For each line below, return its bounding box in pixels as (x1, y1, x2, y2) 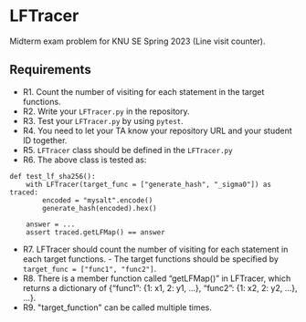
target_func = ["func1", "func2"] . (22, 263, 157, 274)
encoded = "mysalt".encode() (42, 195, 153, 205)
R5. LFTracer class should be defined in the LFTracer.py (22, 144, 233, 155)
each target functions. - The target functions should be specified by (22, 253, 279, 265)
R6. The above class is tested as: (22, 154, 147, 165)
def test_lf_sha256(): (9, 171, 96, 181)
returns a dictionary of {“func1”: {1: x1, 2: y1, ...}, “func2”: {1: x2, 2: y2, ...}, (22, 282, 299, 293)
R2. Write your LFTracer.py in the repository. (22, 106, 190, 117)
